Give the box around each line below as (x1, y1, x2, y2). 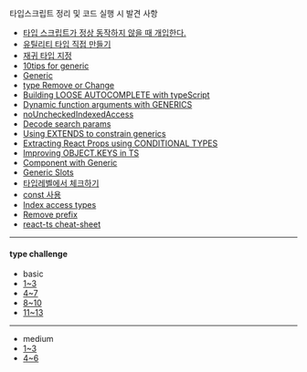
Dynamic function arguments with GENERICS (22, 99, 193, 109)
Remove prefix (22, 209, 78, 220)
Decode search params (22, 119, 111, 129)
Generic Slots (22, 167, 75, 178)
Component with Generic (22, 158, 118, 168)
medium (22, 334, 54, 345)
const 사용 (22, 190, 62, 200)
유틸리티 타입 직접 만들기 (22, 39, 111, 49)
